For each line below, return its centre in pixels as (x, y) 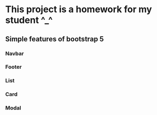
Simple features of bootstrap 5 (55, 39)
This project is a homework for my (79, 9)
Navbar (15, 53)
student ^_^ (29, 20)
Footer (13, 67)
